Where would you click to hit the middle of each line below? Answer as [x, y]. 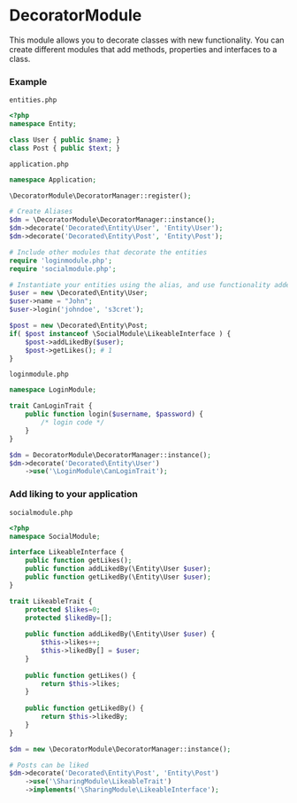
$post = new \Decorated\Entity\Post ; [79, 326]
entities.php [33, 100]
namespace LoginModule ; [53, 390]
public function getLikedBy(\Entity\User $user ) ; [118, 577]
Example [28, 82]
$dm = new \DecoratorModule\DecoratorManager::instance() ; [120, 749]
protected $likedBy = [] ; [69, 618]
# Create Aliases [41, 212]
